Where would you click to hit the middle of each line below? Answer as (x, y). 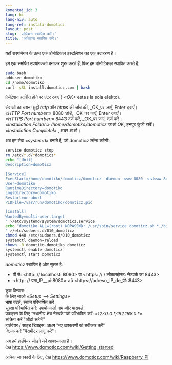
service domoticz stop (29, 151)
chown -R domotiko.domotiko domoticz (46, 245)
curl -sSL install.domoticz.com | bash (48, 88)
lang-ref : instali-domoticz (35, 24)
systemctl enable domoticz (34, 250)
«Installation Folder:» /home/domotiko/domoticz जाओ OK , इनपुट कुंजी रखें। (80, 125)
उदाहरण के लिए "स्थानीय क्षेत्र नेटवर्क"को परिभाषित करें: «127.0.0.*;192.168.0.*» (74, 313)
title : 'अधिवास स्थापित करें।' (32, 39)
